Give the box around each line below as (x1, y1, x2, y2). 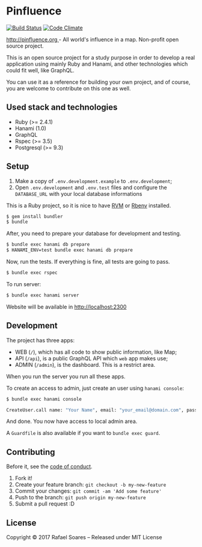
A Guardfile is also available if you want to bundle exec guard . (6, 430, 161, 437)
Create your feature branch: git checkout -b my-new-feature (14, 481, 167, 489)
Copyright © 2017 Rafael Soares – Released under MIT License (6, 534, 162, 540)
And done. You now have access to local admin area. (6, 417, 138, 425)
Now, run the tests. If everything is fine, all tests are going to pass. (6, 258, 170, 266)
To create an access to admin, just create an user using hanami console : (6, 384, 185, 392)
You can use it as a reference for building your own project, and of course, (6, 78, 191, 86)
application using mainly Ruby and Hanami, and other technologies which (6, 60, 188, 67)
